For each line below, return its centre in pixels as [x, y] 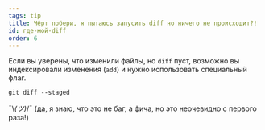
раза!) [19, 118]
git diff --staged [39, 93]
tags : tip [25, 16]
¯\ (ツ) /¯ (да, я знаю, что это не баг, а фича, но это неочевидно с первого [133, 108]
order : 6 [23, 38]
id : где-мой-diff [37, 30]
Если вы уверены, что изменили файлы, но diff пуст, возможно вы [124, 61]
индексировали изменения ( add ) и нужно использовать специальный [128, 70]
